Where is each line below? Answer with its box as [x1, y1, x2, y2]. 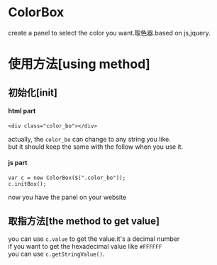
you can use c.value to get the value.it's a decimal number [8, 235, 180, 243]
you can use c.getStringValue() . [8, 249, 105, 258]
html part [8, 107, 36, 115]
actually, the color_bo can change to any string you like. [8, 135, 171, 143]
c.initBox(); [8, 180, 47, 188]
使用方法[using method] [8, 56, 151, 72]
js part [8, 159, 28, 167]
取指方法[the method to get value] [8, 215, 160, 227]
